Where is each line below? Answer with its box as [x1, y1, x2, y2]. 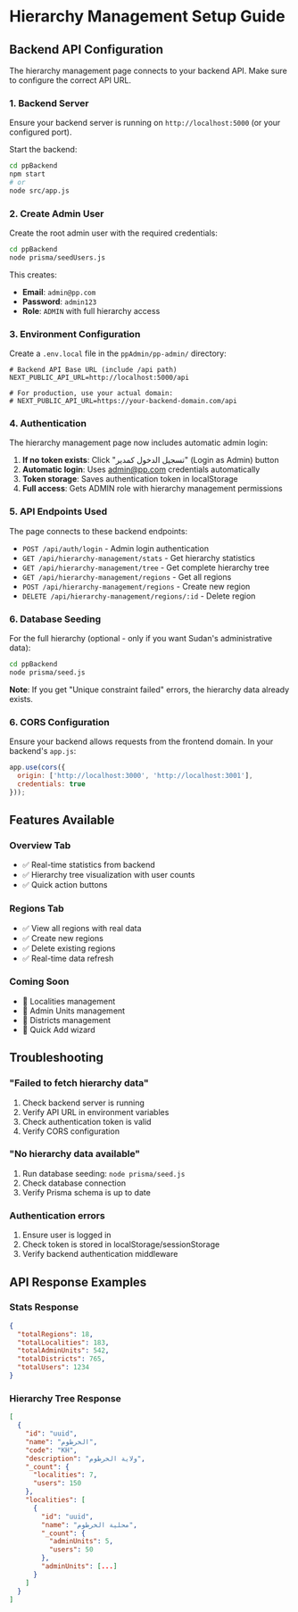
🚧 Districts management [21, 1014, 112, 1025]
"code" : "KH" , [25, 1445, 78, 1455]
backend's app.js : [9, 746, 77, 756]
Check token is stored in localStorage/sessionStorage [21, 1239, 220, 1250]
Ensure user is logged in [21, 1229, 112, 1241]
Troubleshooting [9, 1050, 104, 1065]
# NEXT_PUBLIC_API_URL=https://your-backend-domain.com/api [9, 397, 238, 406]
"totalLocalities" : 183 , [17, 1338, 110, 1347]
